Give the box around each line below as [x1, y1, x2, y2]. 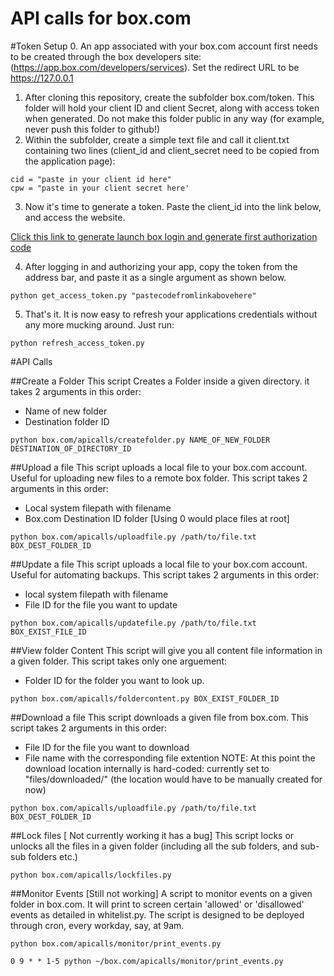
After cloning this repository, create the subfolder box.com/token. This [24, 91, 315, 103]
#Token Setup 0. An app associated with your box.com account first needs [10, 40, 318, 52]
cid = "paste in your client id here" [10, 174, 172, 184]
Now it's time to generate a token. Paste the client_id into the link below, [24, 200, 322, 212]
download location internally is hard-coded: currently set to [24, 762, 270, 774]
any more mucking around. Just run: [24, 318, 175, 331]
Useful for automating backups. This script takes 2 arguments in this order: [10, 568, 320, 581]
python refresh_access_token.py [10, 338, 145, 348]
